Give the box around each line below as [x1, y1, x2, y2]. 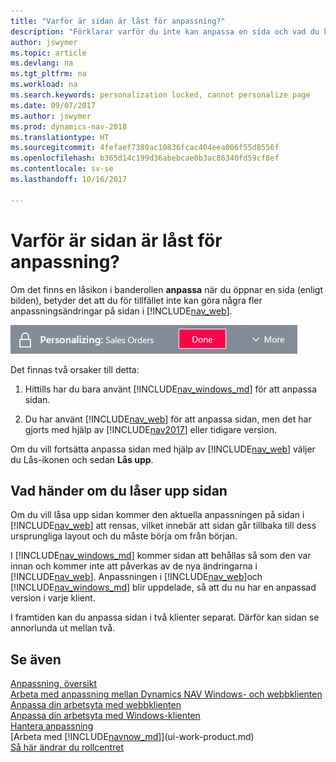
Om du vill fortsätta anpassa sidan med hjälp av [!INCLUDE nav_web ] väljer [10, 443, 316, 455]
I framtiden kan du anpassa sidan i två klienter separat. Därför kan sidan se [10, 611, 320, 624]
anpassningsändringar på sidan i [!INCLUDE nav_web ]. [10, 305, 233, 317]
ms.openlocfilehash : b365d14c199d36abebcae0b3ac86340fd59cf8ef [10, 153, 280, 164]
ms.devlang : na [10, 58, 74, 69]
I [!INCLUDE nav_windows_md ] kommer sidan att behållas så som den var [10, 550, 312, 562]
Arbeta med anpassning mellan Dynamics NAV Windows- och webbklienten [10, 688, 323, 700]
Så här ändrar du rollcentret [10, 741, 124, 754]
